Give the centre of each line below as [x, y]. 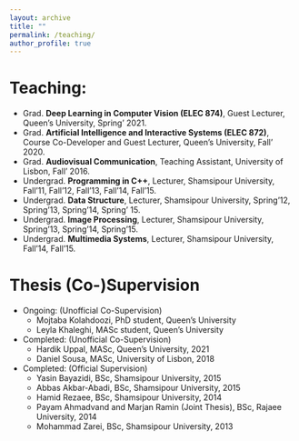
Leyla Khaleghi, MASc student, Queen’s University [130, 330]
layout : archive [40, 18]
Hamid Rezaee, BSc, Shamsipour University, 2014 [129, 397]
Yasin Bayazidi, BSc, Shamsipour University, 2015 [129, 378]
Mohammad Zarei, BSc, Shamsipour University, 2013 [135, 426]
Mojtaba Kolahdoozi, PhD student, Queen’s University [136, 320]
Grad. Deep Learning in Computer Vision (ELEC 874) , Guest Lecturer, [154, 114]
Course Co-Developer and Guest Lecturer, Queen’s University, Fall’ [148, 143]
